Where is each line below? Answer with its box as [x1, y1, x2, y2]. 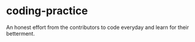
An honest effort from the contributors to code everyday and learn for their [6, 24, 189, 31]
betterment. [6, 30, 35, 37]
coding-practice [6, 4, 88, 18]
